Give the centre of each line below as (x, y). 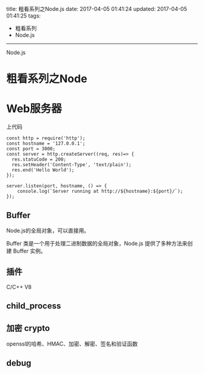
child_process (34, 306)
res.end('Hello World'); (43, 170)
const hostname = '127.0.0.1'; (46, 144)
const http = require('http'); (46, 138)
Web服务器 (34, 109)
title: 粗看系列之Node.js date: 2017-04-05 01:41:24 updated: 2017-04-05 (97, 9)
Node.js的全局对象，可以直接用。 (48, 230)
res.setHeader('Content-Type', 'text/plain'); (72, 165)
